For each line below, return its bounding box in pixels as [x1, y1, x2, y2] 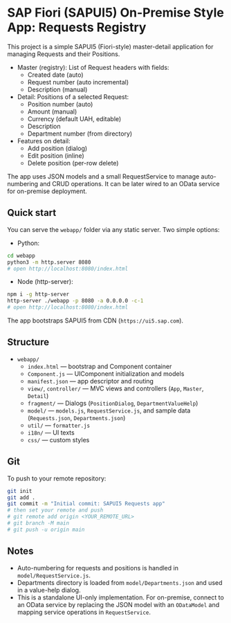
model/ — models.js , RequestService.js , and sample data [27, 406, 191, 415]
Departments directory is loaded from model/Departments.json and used [17, 578, 223, 586]
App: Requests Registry [7, 19, 147, 35]
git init [7, 487, 33, 494]
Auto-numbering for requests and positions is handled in [17, 563, 178, 572]
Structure [7, 336, 50, 348]
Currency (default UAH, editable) [27, 114, 122, 123]
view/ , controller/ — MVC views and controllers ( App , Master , [27, 384, 204, 392]
